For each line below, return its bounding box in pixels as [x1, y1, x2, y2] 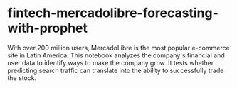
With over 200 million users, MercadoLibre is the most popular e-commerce [7, 43, 230, 52]
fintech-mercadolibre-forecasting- [7, 5, 219, 21]
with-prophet [7, 20, 88, 36]
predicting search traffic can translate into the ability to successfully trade [7, 66, 224, 75]
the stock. [7, 73, 37, 82]
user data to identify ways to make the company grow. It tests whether [7, 58, 214, 67]
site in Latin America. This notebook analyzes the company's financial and [7, 51, 226, 60]
